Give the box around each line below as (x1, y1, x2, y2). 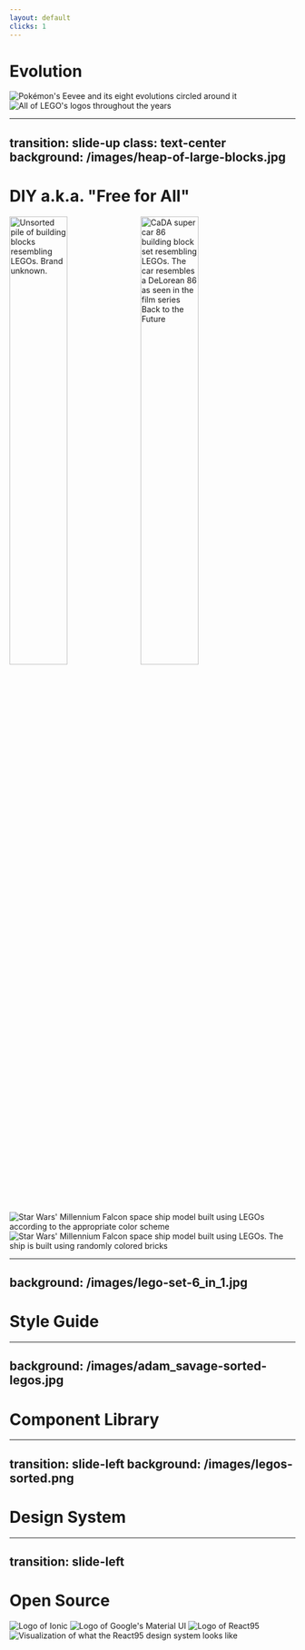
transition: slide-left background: (9, 1456, 202, 1471)
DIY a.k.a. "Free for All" (9, 186, 191, 207)
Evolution (9, 61, 83, 82)
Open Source (9, 1590, 111, 1611)
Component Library (9, 1409, 160, 1429)
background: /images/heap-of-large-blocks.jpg (9, 149, 286, 164)
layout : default (9, 13, 71, 23)
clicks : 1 (9, 22, 47, 31)
